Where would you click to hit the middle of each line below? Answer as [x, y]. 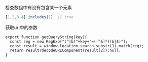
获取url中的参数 [22, 27]
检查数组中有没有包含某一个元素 [39, 7]
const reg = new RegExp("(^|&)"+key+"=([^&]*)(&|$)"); [69, 41]
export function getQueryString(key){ [46, 37]
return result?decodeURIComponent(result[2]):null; [66, 50]
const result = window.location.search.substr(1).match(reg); [77, 46]
